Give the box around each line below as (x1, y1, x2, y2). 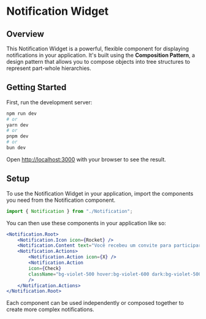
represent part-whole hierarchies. (6, 64, 91, 72)
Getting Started (6, 82, 67, 93)
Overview (6, 29, 45, 39)
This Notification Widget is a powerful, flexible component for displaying (6, 45, 189, 52)
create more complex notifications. (6, 306, 94, 313)
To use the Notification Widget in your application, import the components (6, 190, 194, 197)
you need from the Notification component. (6, 196, 116, 204)
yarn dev (6, 121, 29, 128)
